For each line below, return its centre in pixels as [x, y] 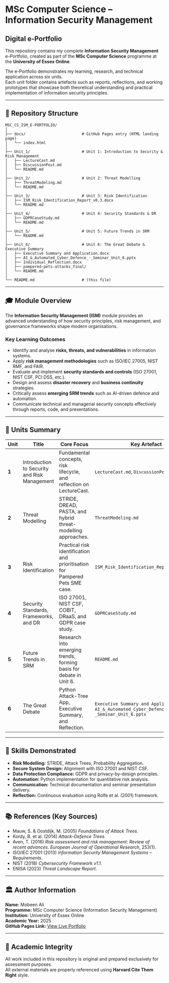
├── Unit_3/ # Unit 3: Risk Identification [76, 196]
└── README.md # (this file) [58, 280]
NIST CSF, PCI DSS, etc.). [39, 377]
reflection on [74, 484]
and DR [31, 623]
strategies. [24, 388]
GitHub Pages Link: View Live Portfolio [46, 926]
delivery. [21, 790]
